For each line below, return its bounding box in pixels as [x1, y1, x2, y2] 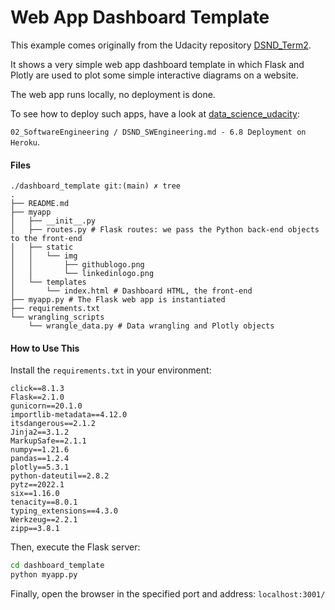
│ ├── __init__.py [10, 216, 97, 226]
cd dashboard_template [10, 561, 105, 571]
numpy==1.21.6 [10, 445, 70, 455]
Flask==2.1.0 [10, 392, 65, 403]
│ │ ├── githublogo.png [10, 260, 145, 270]
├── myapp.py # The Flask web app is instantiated [10, 295, 226, 305]
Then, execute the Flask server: [10, 541, 141, 553]
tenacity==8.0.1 [10, 497, 78, 508]
